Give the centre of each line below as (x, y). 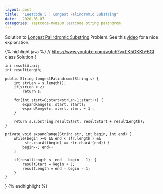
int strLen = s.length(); (40, 83)
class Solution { (21, 57)
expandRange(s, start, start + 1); (59, 109)
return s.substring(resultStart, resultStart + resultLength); (79, 122)
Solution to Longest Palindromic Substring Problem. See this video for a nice (81, 37)
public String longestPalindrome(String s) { (52, 79)
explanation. (18, 43)
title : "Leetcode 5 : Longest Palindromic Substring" (62, 14)
